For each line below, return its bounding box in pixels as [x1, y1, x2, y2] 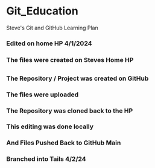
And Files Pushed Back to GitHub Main [6, 138, 121, 147]
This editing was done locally [6, 122, 94, 131]
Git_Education [6, 4, 78, 18]
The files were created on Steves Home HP [6, 55, 134, 64]
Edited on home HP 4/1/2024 [6, 39, 92, 48]
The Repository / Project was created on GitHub [6, 74, 149, 82]
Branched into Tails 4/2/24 [6, 155, 86, 163]
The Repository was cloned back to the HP [6, 107, 133, 115]
